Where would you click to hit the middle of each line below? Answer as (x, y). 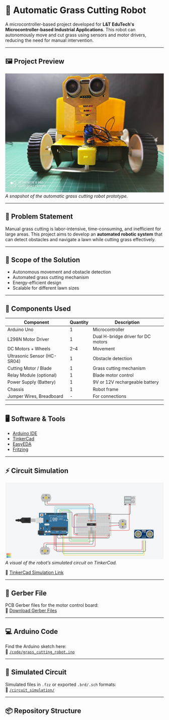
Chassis (16, 389)
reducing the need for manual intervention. (50, 40)
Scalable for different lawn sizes (46, 288)
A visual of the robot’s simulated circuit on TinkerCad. (61, 563)
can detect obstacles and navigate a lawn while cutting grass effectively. (80, 239)
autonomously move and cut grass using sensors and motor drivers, (76, 35)
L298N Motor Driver (28, 339)
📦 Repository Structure (43, 711)
